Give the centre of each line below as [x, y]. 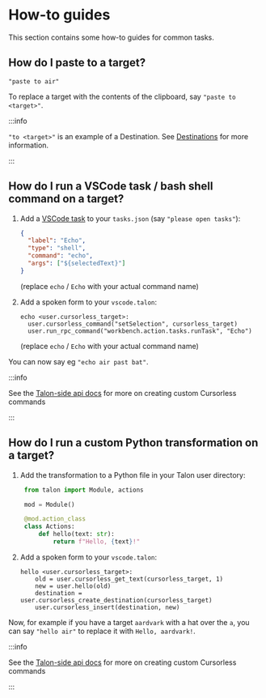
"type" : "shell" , [57, 249]
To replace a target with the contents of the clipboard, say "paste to [122, 96]
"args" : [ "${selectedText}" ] [77, 264]
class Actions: [49, 527]
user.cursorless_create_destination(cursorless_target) [116, 600]
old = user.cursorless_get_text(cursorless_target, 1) [129, 579]
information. [29, 145]
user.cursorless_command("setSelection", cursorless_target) [133, 324]
